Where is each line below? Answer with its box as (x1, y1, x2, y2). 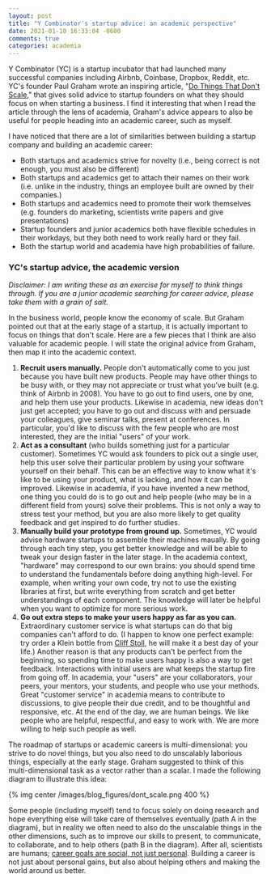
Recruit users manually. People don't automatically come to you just (19, 363, 251, 373)
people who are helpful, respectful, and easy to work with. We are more (19, 715, 259, 725)
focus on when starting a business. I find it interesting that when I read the (8, 99, 256, 108)
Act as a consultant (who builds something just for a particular (19, 440, 231, 450)
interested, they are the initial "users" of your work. (19, 432, 191, 442)
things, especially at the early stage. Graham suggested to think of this (8, 757, 244, 767)
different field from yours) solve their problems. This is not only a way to (19, 501, 261, 511)
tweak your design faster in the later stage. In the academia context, (19, 552, 248, 562)
